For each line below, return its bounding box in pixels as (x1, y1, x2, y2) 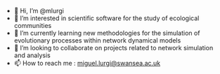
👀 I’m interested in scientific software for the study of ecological (13, 14, 200, 22)
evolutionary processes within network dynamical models (13, 36, 181, 45)
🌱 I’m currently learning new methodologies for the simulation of (13, 29, 200, 37)
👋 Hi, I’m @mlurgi (13, 7, 65, 15)
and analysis (13, 51, 51, 59)
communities (13, 22, 52, 29)
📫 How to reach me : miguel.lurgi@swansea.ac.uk (13, 59, 161, 67)
